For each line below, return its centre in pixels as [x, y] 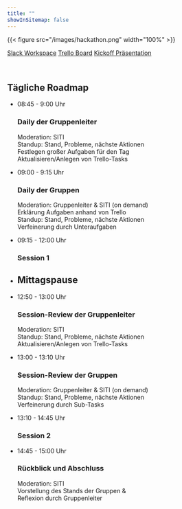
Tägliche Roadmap [48, 88]
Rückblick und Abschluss [60, 468]
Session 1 [33, 258]
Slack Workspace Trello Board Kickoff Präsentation [79, 53]
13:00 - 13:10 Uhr [41, 357]
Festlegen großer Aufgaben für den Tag [73, 151]
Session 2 [34, 436]
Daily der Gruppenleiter [57, 122]
